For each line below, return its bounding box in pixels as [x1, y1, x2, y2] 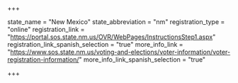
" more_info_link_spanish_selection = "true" [79, 55, 206, 64]
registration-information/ [7, 55, 79, 64]
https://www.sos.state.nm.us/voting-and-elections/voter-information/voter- [10, 48, 231, 56]
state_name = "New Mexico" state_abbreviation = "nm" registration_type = [7, 18, 225, 26]
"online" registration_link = [7, 26, 85, 33]
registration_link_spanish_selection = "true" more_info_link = [7, 40, 183, 48]
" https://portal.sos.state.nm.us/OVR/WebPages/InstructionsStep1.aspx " [7, 33, 216, 41]
